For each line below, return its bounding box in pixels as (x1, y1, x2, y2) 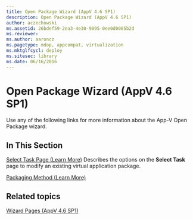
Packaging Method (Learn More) (6, 174, 86, 181)
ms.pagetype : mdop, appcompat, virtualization (6, 42, 124, 48)
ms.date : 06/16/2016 (6, 58, 58, 64)
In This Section (6, 140, 63, 150)
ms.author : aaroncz (6, 36, 55, 42)
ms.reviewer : (6, 31, 39, 37)
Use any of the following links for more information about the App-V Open (6, 117, 188, 124)
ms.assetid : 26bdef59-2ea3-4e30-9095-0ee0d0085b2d (6, 25, 135, 32)
